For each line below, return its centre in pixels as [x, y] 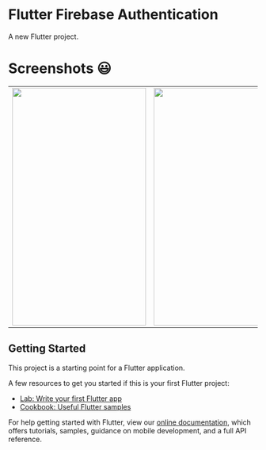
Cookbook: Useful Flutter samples [75, 406]
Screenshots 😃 [60, 69]
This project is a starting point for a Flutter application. [97, 368]
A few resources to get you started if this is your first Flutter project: [119, 383]
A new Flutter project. [44, 36]
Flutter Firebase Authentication [114, 15]
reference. [25, 439]
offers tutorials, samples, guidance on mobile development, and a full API [127, 430]
